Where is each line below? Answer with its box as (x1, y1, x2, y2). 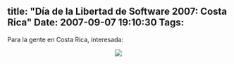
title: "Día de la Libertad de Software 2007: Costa (7, 6, 228, 18)
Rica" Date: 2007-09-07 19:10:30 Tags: (7, 17, 185, 29)
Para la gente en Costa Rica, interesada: (7, 35, 124, 44)
